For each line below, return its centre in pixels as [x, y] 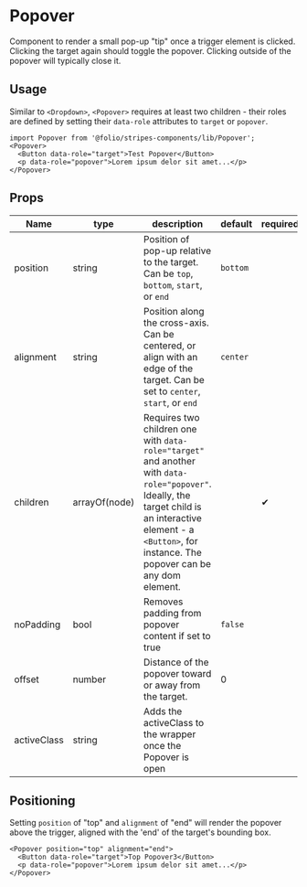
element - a [169, 529]
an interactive [173, 518]
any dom [162, 575]
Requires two [171, 417]
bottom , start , [173, 284]
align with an [170, 357]
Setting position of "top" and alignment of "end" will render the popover [146, 823]
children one [170, 429]
